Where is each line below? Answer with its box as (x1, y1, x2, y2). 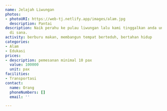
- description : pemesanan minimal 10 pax (5, 58, 92, 63)
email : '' (9, 94, 30, 99)
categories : (5, 39, 30, 44)
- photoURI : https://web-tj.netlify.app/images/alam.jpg (5, 16, 126, 21)
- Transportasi (5, 76, 37, 81)
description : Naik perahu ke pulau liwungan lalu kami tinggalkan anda (5, 26, 157, 31)
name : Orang (9, 85, 35, 90)
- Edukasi (5, 48, 26, 53)
